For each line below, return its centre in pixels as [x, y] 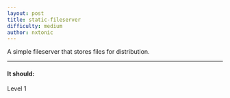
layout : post [26, 13]
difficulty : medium [35, 26]
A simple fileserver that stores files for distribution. [78, 52]
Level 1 [17, 88]
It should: [21, 73]
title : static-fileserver [44, 20]
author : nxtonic [30, 32]
